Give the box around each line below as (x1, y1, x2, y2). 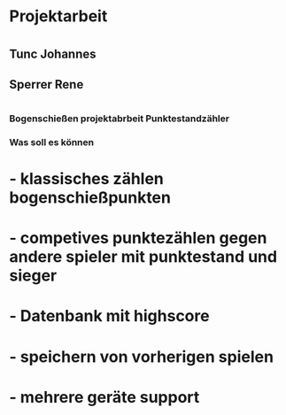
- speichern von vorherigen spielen (9, 347, 274, 366)
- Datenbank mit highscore (9, 306, 210, 327)
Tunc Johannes (9, 47, 97, 62)
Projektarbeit (9, 6, 108, 27)
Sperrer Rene (9, 77, 84, 92)
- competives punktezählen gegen (9, 228, 267, 249)
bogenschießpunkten (9, 188, 171, 208)
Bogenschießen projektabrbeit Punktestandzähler (9, 112, 230, 125)
